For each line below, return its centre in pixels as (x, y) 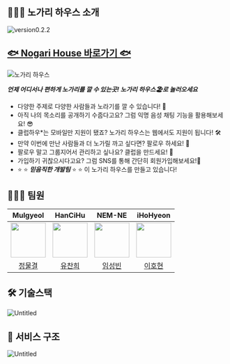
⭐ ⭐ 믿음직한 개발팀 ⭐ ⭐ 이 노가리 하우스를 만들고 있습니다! (97, 169)
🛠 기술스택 (30, 293)
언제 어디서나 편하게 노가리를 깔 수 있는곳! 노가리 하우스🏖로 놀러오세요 (102, 89)
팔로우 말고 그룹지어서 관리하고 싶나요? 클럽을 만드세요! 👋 (95, 152)
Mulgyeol (28, 216)
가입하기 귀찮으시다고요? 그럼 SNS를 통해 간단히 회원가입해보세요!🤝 (109, 160)
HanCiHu (70, 216)
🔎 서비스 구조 (34, 337)
